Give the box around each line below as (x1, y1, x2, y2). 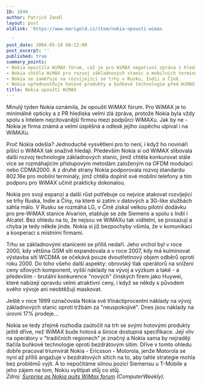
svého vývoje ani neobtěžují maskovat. (6, 285, 102, 293)
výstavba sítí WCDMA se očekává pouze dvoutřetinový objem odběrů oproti (6, 254, 194, 261)
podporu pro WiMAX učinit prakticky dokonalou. (6, 179, 126, 186)
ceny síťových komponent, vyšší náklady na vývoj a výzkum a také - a (6, 266, 179, 273)
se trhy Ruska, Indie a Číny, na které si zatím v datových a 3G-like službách (6, 197, 192, 204)
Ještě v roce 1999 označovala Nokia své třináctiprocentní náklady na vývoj (6, 297, 191, 304)
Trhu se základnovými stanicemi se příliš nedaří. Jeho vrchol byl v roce (6, 241, 182, 247)
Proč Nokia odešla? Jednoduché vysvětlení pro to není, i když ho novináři (6, 141, 188, 148)
